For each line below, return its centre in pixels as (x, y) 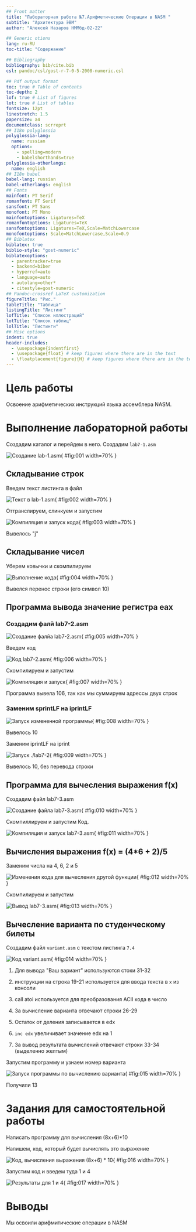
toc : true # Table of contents (44, 87)
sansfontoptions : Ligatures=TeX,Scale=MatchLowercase (73, 228)
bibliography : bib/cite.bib (40, 65)
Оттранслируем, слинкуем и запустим (54, 511)
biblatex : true (24, 245)
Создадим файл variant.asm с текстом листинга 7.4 (71, 947)
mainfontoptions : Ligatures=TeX (45, 217)
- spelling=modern (39, 152)
